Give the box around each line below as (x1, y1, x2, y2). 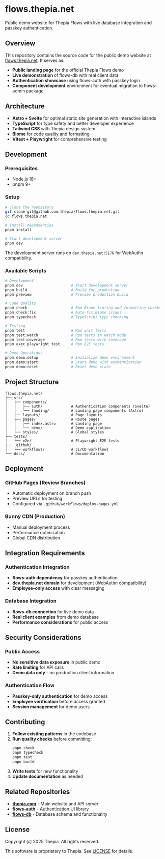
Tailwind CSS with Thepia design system (12, 125, 96, 131)
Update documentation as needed (12, 773, 83, 779)
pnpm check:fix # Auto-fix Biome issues (5, 310, 122, 315)
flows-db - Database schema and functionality (12, 811, 108, 817)
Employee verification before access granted (12, 698, 106, 704)
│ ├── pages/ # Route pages (5, 417, 100, 422)
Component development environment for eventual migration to (12, 83, 143, 88)
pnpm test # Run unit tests (5, 328, 107, 333)
